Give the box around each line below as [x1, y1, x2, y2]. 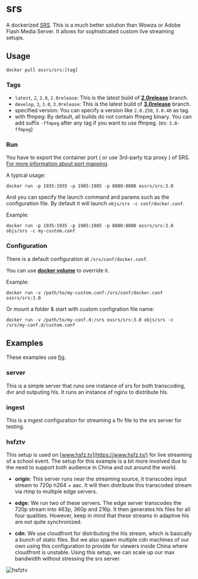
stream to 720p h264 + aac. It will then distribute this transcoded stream [14, 482, 192, 489]
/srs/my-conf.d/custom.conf [6, 322, 76, 328]
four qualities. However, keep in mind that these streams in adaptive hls [14, 512, 190, 519]
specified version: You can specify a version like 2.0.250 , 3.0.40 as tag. [14, 107, 190, 114]
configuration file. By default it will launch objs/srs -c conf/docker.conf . [6, 200, 185, 207]
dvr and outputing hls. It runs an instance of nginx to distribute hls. [6, 388, 169, 396]
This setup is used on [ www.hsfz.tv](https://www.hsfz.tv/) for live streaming [6, 451, 192, 459]
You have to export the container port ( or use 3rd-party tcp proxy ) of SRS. [6, 154, 190, 161]
